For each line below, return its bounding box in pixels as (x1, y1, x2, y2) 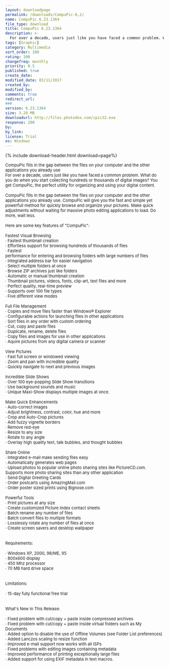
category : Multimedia (5, 45, 51, 50)
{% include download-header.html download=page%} (5, 152, 118, 159)
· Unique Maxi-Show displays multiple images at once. (5, 389, 110, 395)
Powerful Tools (5, 495, 34, 501)
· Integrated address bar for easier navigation (5, 258, 92, 264)
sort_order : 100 (5, 49, 39, 54)
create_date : (5, 73, 33, 78)
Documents (5, 626, 28, 632)
